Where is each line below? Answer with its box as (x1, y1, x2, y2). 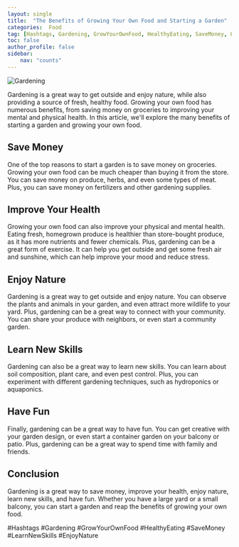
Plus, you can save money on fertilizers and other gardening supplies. (7, 183, 212, 191)
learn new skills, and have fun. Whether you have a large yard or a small (7, 494, 218, 503)
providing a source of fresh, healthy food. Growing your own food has (7, 98, 212, 106)
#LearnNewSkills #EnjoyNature (7, 531, 99, 539)
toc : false (7, 37, 40, 44)
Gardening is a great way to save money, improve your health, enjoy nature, (7, 486, 229, 496)
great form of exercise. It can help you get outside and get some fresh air (7, 245, 222, 254)
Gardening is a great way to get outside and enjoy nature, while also (7, 90, 207, 98)
